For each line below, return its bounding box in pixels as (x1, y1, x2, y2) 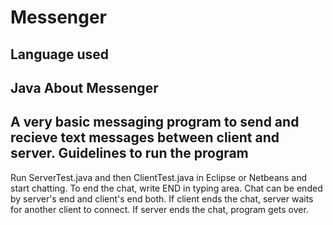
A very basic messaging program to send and (10, 114, 300, 131)
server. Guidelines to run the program (10, 145, 249, 162)
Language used (10, 46, 110, 63)
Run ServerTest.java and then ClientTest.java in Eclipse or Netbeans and (10, 171, 308, 183)
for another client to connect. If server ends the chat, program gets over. (10, 203, 309, 215)
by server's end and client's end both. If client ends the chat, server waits (10, 192, 314, 205)
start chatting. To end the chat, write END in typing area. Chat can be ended (10, 182, 323, 194)
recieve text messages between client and (10, 129, 280, 146)
